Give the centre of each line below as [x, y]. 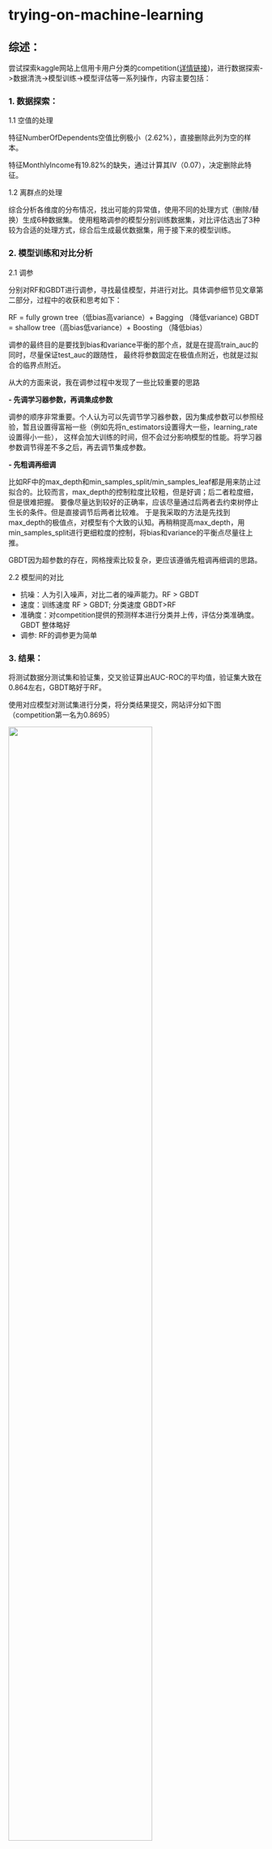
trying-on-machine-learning [106, 15]
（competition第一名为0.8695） [62, 714]
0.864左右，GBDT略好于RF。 [57, 687]
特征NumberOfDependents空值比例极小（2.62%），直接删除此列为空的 [126, 138]
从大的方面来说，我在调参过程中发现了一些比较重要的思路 [104, 382]
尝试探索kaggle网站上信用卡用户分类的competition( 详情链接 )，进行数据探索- [136, 68]
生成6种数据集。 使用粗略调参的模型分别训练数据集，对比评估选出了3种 [141, 220]
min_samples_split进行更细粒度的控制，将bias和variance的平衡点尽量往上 [131, 532]
